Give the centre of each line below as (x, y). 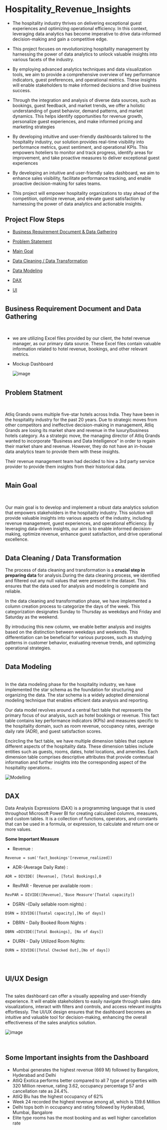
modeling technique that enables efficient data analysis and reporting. (77, 700)
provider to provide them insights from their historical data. (66, 467)
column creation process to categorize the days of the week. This (73, 606)
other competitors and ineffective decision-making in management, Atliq (80, 425)
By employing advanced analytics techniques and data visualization (82, 69)
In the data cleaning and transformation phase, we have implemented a (78, 601)
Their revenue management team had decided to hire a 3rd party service (80, 461)
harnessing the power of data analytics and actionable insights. (78, 203)
